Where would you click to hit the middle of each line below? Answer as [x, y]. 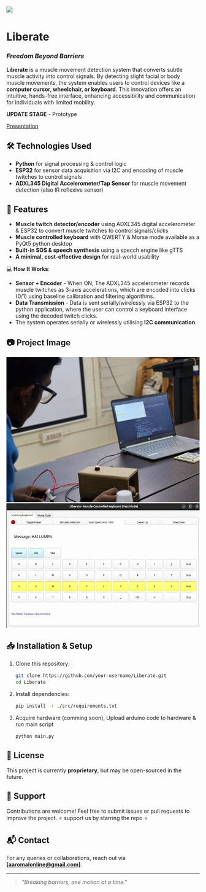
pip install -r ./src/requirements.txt [66, 706]
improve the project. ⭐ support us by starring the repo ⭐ [77, 818]
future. [15, 777]
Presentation [22, 126]
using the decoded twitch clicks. [56, 316]
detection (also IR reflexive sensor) [59, 190]
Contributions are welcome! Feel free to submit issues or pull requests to [98, 811]
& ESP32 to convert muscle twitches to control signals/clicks [92, 231]
